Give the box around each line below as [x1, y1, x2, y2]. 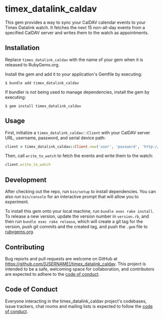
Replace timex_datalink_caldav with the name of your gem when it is [5, 57, 144, 63]
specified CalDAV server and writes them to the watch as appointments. [5, 30, 149, 35]
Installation [5, 44, 40, 52]
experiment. [5, 199, 29, 205]
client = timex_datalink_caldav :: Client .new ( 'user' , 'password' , [5, 144, 140, 149]
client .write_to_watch [5, 162, 51, 167]
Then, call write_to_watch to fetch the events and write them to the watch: [5, 153, 154, 159]
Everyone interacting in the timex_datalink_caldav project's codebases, [5, 298, 147, 304]
